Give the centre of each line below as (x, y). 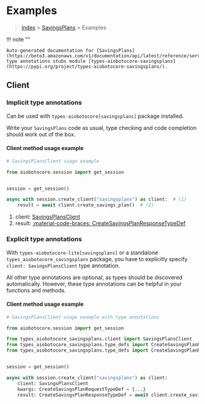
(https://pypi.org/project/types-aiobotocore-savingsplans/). (87, 67)
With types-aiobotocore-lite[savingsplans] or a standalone (82, 252)
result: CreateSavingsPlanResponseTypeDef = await (83, 395)
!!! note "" (18, 39)
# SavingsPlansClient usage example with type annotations (83, 317)
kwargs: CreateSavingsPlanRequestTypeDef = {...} (82, 389)
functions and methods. (36, 290)
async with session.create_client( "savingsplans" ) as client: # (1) (97, 200)
